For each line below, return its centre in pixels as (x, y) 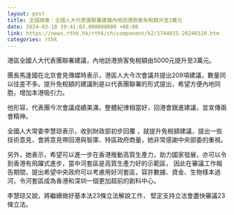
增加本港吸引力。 (44, 93)
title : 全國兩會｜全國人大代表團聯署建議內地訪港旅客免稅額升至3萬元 (95, 20)
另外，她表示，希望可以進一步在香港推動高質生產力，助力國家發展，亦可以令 (117, 155)
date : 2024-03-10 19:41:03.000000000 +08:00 (73, 27)
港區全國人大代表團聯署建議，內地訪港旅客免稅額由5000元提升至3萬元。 (111, 61)
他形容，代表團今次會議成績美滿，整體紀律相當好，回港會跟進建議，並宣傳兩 (117, 107)
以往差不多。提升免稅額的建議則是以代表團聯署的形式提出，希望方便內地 (111, 84)
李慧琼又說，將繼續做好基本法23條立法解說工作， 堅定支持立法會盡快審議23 (116, 195)
